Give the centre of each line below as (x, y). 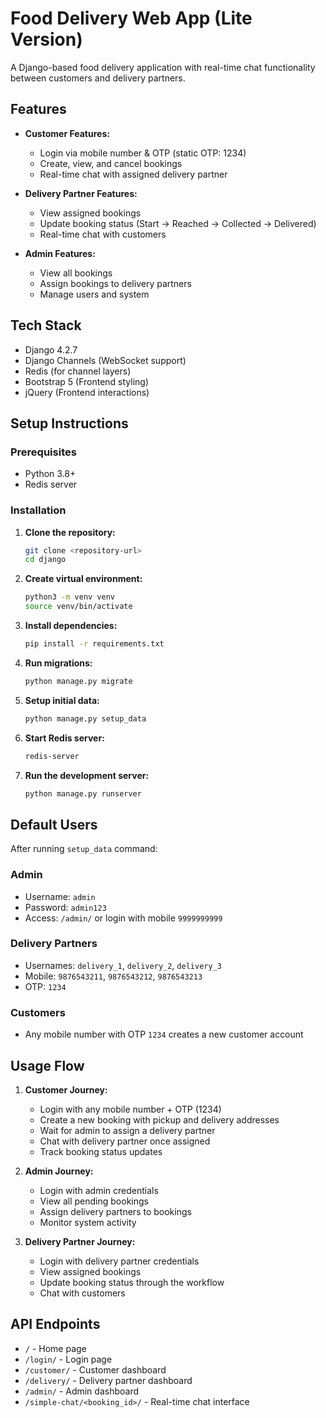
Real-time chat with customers (103, 234)
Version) (46, 39)
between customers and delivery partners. (98, 78)
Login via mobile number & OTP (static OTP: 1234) (143, 153)
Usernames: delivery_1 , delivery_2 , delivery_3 (123, 965)
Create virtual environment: (83, 579)
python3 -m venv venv (70, 597)
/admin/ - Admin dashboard (82, 1391)
